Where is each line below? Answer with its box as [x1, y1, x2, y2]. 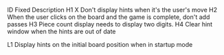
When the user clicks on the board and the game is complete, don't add [7, 13, 210, 21]
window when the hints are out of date [7, 27, 116, 35]
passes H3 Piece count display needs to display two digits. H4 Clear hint [7, 20, 213, 28]
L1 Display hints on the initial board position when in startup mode [7, 41, 193, 48]
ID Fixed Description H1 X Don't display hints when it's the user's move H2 [7, 6, 218, 14]
